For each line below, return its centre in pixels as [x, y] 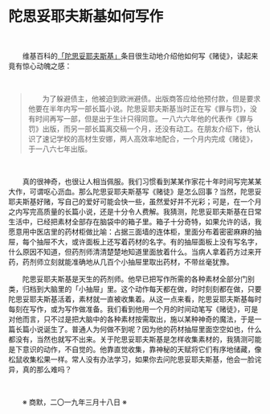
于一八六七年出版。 [60, 149]
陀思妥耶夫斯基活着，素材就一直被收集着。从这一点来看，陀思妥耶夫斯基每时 [135, 299]
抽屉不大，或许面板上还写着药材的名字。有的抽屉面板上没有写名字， [149, 241]
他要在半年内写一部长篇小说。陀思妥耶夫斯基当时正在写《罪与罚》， [139, 109]
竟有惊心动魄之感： [40, 66]
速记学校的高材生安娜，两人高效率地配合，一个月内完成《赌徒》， [149, 138]
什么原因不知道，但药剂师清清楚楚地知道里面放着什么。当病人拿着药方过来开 [135, 252]
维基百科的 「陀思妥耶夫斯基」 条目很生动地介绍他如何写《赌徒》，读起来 [141, 55]
